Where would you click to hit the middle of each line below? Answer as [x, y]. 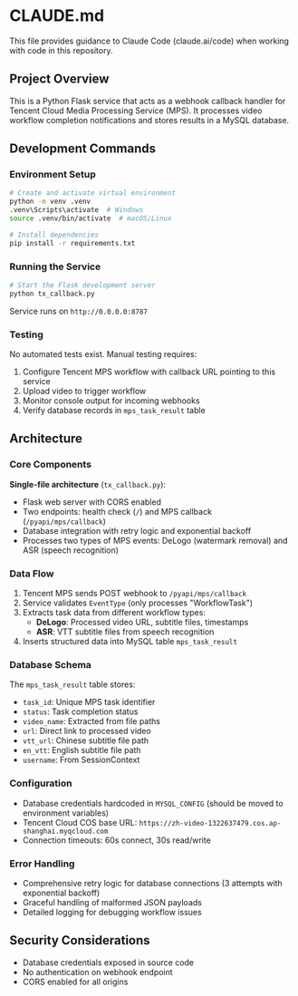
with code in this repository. [61, 50]
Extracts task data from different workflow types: [114, 613]
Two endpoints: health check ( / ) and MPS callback [117, 511]
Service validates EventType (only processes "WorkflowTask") [138, 603]
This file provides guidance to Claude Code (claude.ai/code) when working [149, 41]
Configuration [41, 783]
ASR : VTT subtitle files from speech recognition [125, 632]
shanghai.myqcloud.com [65, 831]
